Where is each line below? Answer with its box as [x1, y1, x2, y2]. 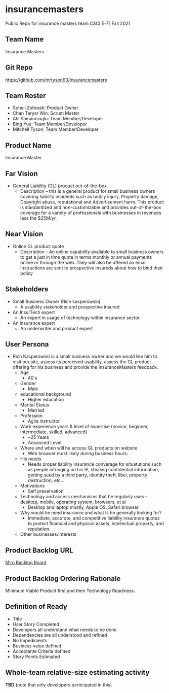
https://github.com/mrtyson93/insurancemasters [5, 77, 107, 83]
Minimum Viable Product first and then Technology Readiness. [5, 587, 136, 594]
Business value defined [12, 643, 62, 649]
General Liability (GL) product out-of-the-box [12, 183, 107, 189]
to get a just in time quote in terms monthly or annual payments [20, 254, 152, 260]
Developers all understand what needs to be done [12, 627, 117, 633]
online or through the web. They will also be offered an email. [20, 259, 148, 265]
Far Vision [5, 169, 38, 178]
